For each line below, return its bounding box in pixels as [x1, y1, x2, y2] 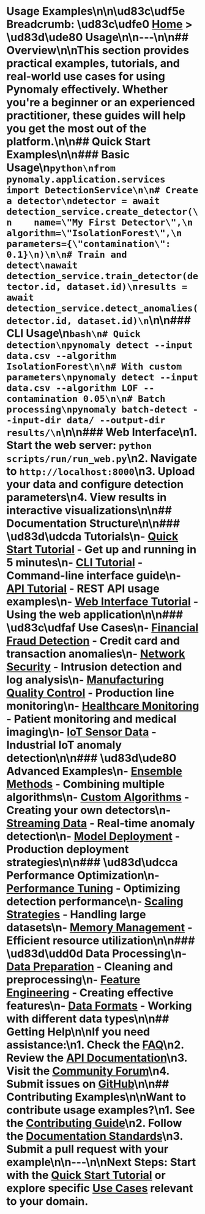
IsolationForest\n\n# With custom [6, 361, 182, 372]
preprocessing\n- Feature [6, 973, 141, 987]
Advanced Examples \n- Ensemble [6, 764, 182, 778]
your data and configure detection [6, 477, 184, 491]
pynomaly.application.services [6, 174, 166, 185]
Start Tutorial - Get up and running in [6, 543, 197, 556]
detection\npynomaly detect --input [6, 339, 193, 351]
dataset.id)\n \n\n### [77, 313, 192, 328]
